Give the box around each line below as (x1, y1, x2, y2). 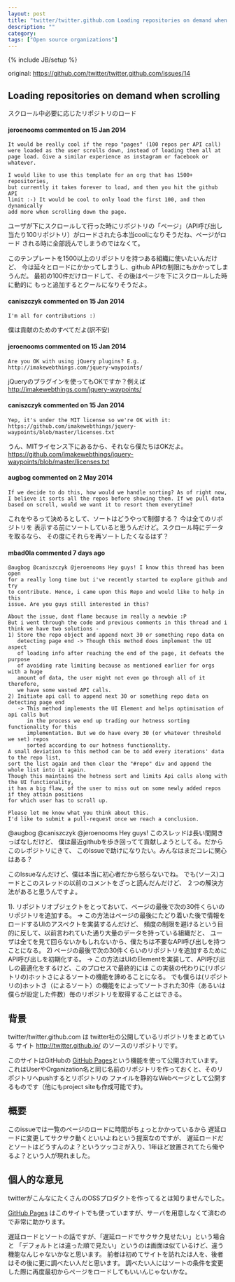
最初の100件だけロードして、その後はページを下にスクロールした (34, 271, 222, 281)
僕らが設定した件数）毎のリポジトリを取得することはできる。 (8, 990, 186, 999)
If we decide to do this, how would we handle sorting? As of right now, (8, 489, 228, 496)
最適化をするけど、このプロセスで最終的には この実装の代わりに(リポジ (20, 964, 227, 972)
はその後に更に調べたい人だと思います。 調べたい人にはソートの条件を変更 (8, 1258, 224, 1267)
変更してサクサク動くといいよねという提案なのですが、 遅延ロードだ (26, 1133, 224, 1142)
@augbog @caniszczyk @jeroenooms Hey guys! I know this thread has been (8, 564, 225, 572)
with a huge (8, 668, 43, 675)
